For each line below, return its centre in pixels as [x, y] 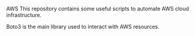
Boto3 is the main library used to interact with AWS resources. [83, 27]
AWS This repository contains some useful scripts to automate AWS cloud [97, 9]
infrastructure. [24, 15]
